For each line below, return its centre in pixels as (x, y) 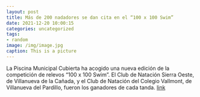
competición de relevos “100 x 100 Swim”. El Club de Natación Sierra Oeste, (100, 74)
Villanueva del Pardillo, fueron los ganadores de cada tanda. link (86, 87)
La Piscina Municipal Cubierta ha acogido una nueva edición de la (88, 68)
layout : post (23, 12)
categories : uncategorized (40, 29)
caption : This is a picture (42, 51)
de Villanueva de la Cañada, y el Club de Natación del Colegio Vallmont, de (99, 81)
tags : (13, 34)
